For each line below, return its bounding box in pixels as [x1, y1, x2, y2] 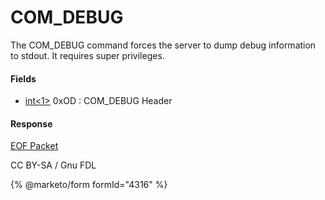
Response [10, 117, 53, 130]
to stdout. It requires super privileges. [10, 49, 165, 61]
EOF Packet [10, 140, 59, 152]
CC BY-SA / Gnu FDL [10, 159, 97, 171]
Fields [10, 72, 37, 85]
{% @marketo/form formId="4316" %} [10, 179, 168, 191]
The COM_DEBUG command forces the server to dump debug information [10, 39, 317, 51]
